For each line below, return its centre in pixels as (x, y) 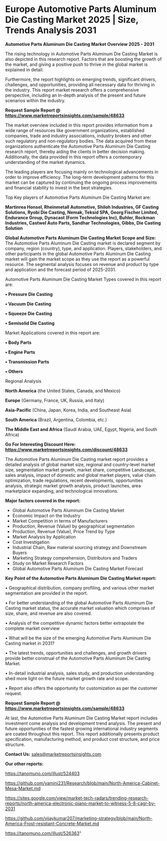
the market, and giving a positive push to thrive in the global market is (77, 64)
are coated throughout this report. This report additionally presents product (82, 734)
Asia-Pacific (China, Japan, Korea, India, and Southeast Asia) (68, 410)
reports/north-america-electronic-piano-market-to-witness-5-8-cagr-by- (81, 803)
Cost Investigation (31, 542)
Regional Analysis (23, 381)
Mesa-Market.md (23, 788)
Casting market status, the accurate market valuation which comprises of (80, 608)
